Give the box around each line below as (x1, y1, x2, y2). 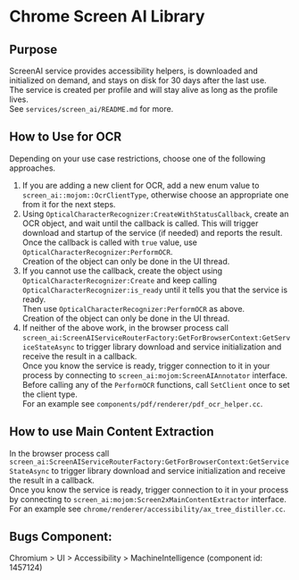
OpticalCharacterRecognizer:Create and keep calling (21, 274, 217, 285)
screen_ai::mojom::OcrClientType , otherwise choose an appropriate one (21, 189, 289, 200)
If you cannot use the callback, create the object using (21, 265, 223, 276)
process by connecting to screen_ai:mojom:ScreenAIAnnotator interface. (21, 369, 288, 381)
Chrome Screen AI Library (9, 6, 205, 27)
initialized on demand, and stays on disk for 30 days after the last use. (9, 75, 267, 86)
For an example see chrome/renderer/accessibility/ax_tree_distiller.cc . (9, 503, 286, 514)
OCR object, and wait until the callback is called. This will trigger (21, 217, 259, 229)
